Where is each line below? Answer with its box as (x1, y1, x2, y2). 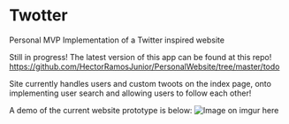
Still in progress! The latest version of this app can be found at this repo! (9, 51, 272, 62)
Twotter (9, 5, 68, 26)
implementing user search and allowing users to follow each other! (9, 88, 252, 98)
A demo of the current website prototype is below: (9, 105, 193, 115)
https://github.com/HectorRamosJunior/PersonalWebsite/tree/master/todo (9, 61, 280, 72)
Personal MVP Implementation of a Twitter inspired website (9, 35, 225, 45)
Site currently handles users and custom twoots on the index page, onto (9, 78, 272, 89)
